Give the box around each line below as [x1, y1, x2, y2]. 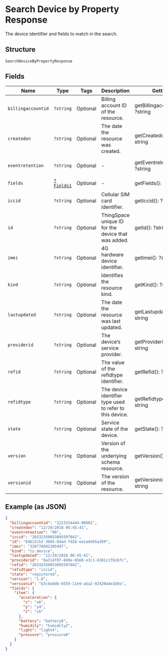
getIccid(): [134, 197, 159, 204]
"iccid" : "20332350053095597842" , [9, 534, 81, 540]
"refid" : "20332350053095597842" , [9, 563, 81, 568]
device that [101, 230, 127, 237]
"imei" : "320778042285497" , [9, 544, 68, 549]
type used [101, 398, 125, 405]
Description [101, 87, 130, 94]
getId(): [134, 224, 152, 231]
